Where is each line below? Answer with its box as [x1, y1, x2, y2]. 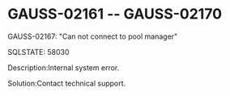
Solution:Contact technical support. [7, 78, 126, 88]
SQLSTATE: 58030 [7, 47, 70, 56]
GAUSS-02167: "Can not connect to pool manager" [7, 31, 178, 41]
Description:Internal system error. [7, 62, 120, 73]
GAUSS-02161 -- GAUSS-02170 [7, 5, 223, 23]
